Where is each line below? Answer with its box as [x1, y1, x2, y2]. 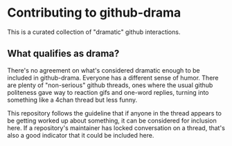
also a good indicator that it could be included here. [7, 131, 154, 139]
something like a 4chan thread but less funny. [7, 95, 137, 104]
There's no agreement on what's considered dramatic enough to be [7, 66, 200, 74]
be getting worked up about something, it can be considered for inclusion [7, 116, 217, 125]
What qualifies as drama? [7, 48, 120, 60]
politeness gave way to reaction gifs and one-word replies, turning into [7, 88, 209, 96]
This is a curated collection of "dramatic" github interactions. [7, 28, 181, 36]
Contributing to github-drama [7, 5, 181, 21]
